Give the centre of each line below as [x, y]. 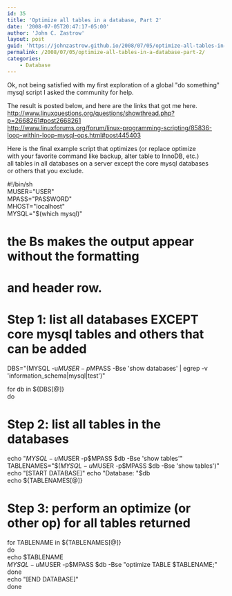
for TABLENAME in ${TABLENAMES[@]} [65, 542]
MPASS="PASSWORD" [40, 199]
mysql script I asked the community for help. [70, 92]
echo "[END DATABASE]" [43, 579]
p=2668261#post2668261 [44, 120]
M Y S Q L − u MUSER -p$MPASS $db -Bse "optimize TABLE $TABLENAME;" [112, 564]
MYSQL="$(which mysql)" [45, 213]
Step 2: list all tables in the [84, 424]
